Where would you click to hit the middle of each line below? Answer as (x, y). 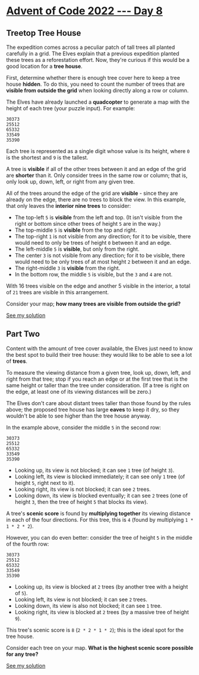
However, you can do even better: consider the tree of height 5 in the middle (99, 537)
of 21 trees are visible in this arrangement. (58, 292)
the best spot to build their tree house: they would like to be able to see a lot (99, 354)
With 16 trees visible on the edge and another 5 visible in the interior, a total (98, 286)
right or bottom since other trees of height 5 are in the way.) (88, 224)
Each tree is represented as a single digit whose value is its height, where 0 (98, 151)
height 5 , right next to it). (45, 483)
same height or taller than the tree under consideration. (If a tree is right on (98, 385)
